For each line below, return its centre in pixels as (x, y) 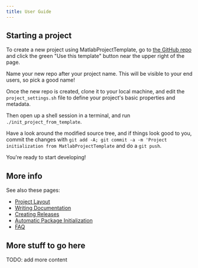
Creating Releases (37, 214)
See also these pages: (33, 190)
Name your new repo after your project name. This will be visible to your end (100, 74)
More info (24, 176)
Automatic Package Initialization (53, 221)
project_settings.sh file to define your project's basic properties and (91, 98)
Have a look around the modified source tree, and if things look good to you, (99, 133)
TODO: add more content (37, 260)
